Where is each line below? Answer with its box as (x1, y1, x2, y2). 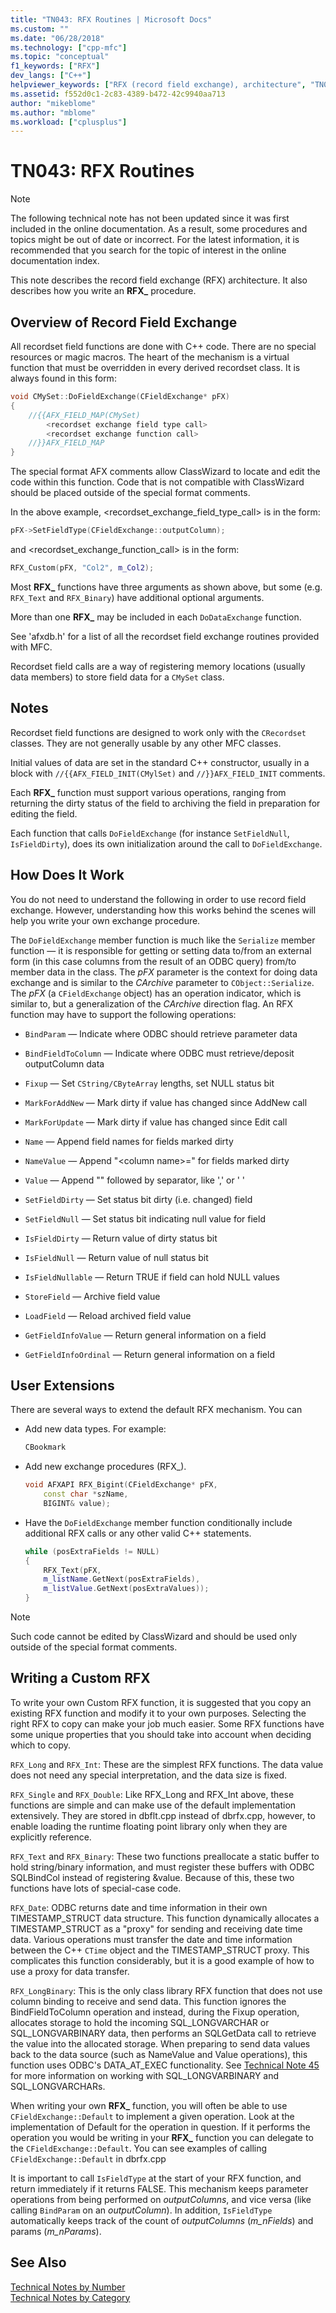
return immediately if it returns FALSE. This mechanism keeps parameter (10, 2182, 309, 2195)
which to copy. (10, 1739, 72, 1751)
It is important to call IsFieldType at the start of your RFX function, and (10, 2172, 302, 2184)
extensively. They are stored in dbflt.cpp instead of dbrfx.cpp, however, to (10, 1809, 316, 1821)
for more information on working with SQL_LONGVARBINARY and (10, 2069, 280, 2081)
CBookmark (24, 1442, 67, 1453)
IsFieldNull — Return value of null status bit (24, 1251, 209, 1263)
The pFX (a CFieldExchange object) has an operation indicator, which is (10, 987, 302, 999)
